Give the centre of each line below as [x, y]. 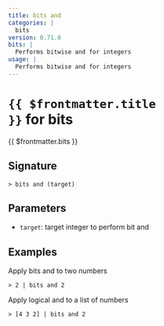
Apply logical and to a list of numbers [68, 300]
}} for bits [41, 119]
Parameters [37, 208]
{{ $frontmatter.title [82, 104]
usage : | [22, 60]
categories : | [31, 23]
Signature [33, 166]
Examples [33, 252]
